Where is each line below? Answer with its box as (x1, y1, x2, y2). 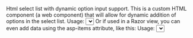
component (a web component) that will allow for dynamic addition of (6, 11, 176, 18)
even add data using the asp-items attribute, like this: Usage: (6, 25, 155, 31)
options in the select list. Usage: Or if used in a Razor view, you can (6, 18, 181, 24)
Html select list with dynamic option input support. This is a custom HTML (6, 5, 187, 12)
